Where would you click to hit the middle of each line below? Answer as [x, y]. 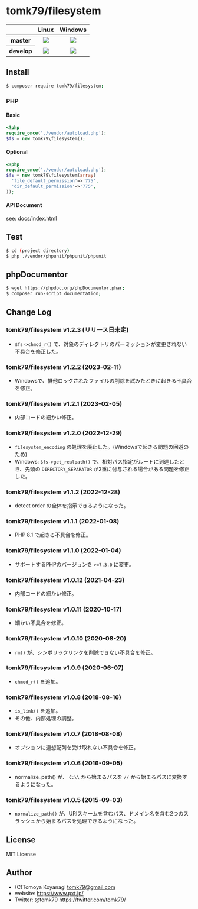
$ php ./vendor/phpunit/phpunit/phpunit [57, 256]
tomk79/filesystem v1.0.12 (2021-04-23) [65, 580]
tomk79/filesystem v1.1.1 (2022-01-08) [63, 521]
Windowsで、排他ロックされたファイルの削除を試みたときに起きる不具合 [103, 381]
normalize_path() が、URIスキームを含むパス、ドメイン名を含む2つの [99, 813]
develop [21, 51]
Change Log [29, 312]
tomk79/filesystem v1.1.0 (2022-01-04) [64, 551]
